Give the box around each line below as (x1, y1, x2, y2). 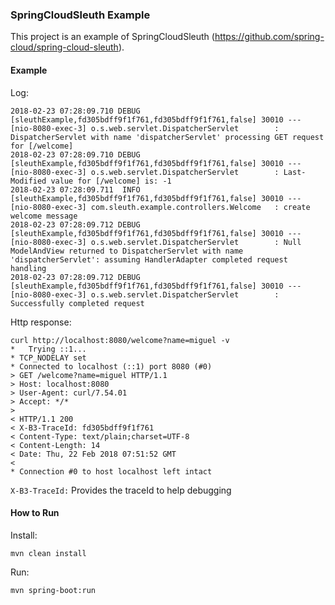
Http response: (10, 316, 72, 328)
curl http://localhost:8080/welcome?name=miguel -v (10, 335, 230, 345)
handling (10, 263, 47, 273)
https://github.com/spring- (214, 31, 325, 43)
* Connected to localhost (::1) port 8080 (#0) (10, 361, 213, 372)
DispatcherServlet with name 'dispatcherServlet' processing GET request (10, 132, 325, 142)
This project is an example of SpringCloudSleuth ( (10, 31, 215, 43)
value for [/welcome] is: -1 (50, 176, 172, 186)
